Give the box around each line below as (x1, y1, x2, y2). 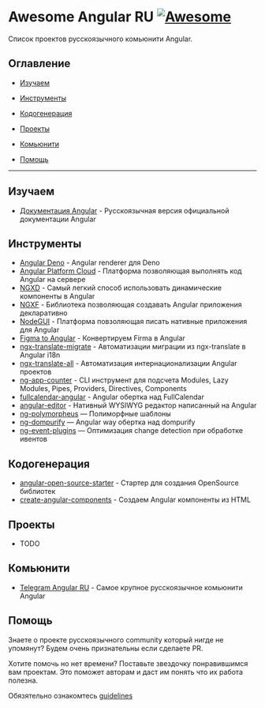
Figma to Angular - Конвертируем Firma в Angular (19, 333, 185, 343)
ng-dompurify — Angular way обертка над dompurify (19, 417, 196, 427)
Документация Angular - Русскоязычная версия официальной (19, 205, 230, 215)
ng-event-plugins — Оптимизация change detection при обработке (19, 426, 243, 435)
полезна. (8, 676, 38, 685)
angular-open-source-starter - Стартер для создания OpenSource (19, 478, 239, 488)
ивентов (19, 435, 47, 444)
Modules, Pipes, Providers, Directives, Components (19, 384, 187, 394)
